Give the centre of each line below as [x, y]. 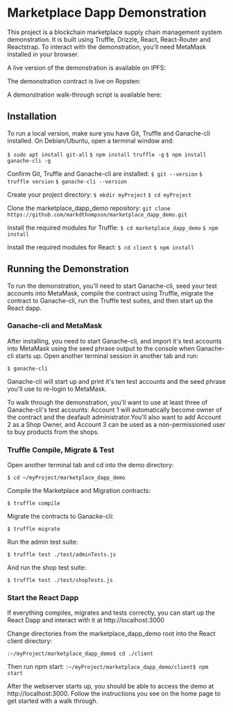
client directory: [30, 641]
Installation [32, 116]
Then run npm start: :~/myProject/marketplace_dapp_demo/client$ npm [108, 667]
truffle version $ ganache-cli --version [67, 181]
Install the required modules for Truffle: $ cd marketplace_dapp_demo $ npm [113, 227]
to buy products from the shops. [53, 432]
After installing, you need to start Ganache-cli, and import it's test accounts [114, 341]
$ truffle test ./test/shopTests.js [60, 581]
